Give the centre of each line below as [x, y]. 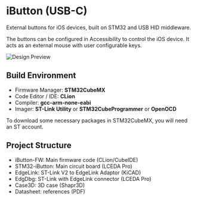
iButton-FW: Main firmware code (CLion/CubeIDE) [76, 160]
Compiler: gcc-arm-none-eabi [53, 102]
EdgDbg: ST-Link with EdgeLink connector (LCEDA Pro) [83, 179]
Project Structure [39, 146]
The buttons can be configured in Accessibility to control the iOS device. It [98, 39]
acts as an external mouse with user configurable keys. [74, 45]
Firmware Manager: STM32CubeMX [60, 90]
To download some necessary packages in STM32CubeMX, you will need [97, 120]
